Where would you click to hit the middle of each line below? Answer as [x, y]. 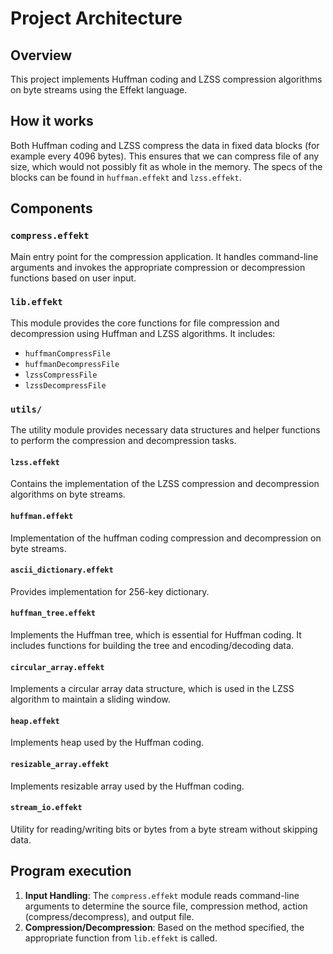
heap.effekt [35, 721]
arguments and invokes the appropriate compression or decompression [158, 267]
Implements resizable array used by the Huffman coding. [127, 786]
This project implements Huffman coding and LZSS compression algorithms [166, 79]
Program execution [71, 871]
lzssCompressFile [61, 375]
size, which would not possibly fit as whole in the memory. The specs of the [166, 166]
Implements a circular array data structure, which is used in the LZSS [152, 689]
